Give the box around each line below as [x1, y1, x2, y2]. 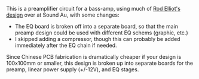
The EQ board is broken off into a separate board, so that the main [14, 23, 178, 30]
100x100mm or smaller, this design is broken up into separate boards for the [6, 59, 193, 67]
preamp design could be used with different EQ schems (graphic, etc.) [14, 29, 188, 36]
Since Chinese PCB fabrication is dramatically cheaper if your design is [6, 53, 182, 60]
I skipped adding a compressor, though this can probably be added [14, 36, 180, 42]
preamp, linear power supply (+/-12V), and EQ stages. [6, 66, 139, 73]
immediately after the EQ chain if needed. [14, 42, 118, 49]
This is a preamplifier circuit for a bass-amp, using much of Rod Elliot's [6, 5, 181, 12]
